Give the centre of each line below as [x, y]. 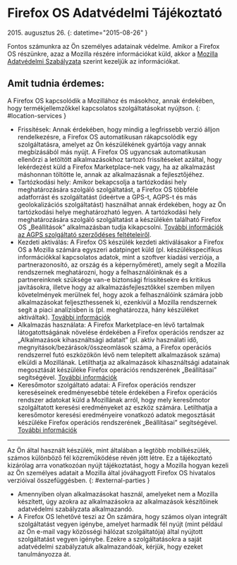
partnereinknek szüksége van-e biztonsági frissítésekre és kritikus [114, 279]
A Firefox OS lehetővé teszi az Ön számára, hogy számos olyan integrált [122, 516]
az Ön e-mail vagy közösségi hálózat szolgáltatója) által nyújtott [110, 531]
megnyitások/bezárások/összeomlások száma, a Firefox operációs [114, 347]
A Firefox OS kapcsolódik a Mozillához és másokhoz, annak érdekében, [111, 100]
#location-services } [37, 115]
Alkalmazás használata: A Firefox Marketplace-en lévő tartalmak [111, 325]
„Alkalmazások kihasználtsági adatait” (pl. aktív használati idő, [108, 339]
